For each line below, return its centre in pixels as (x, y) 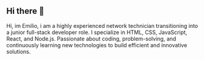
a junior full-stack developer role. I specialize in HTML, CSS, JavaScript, (97, 32)
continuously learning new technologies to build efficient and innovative (97, 45)
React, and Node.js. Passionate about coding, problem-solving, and (91, 38)
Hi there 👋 (25, 11)
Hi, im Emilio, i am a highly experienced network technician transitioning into (102, 25)
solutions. (19, 52)
